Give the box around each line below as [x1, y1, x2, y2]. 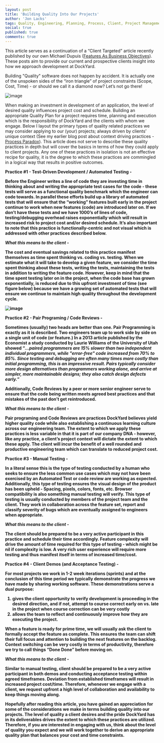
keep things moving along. [5, 691, 60, 697]
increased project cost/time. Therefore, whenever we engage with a [5, 681, 146, 687]
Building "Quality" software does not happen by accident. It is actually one [5, 73, 155, 79]
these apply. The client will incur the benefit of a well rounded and [5, 441, 142, 447]
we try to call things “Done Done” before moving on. [5, 646, 113, 653]
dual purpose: [5, 586, 34, 592]
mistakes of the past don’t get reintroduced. [5, 396, 97, 402]
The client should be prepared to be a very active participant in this [5, 531, 144, 537]
